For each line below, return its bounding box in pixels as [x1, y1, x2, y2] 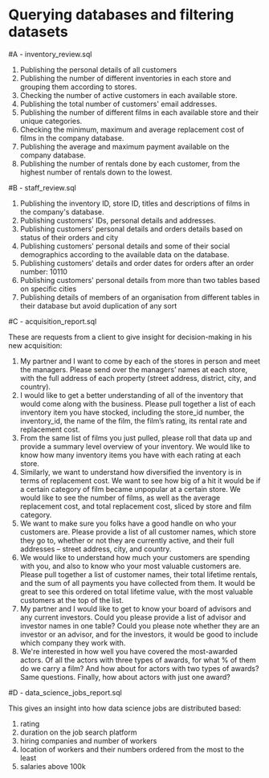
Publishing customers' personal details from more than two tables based [19, 275, 261, 285]
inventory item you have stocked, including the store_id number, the [19, 407, 245, 417]
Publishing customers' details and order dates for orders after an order [19, 258, 255, 268]
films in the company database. [19, 133, 124, 142]
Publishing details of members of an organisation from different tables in [19, 292, 260, 302]
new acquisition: [8, 340, 63, 350]
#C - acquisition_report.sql [8, 316, 97, 326]
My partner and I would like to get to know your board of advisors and [19, 604, 251, 613]
